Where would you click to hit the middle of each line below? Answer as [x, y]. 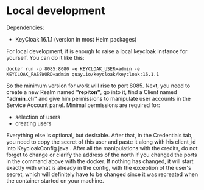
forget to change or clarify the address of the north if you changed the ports [102, 155]
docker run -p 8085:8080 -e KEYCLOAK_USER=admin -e [73, 69]
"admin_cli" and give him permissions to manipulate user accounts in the [98, 98]
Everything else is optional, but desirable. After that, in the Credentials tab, [100, 135]
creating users [33, 123]
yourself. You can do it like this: [45, 57]
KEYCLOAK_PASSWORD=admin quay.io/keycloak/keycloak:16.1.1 [83, 74]
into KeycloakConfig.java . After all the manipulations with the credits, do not [102, 148]
